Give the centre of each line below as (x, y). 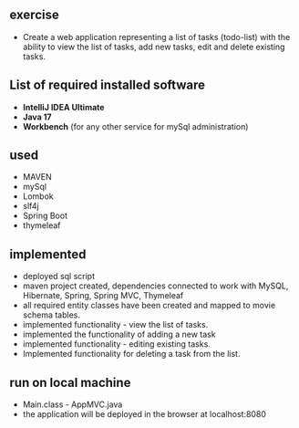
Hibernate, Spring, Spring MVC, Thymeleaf (103, 296)
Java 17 (37, 117)
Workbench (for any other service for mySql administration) (135, 126)
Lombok (38, 196)
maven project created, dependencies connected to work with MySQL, (155, 286)
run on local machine (70, 382)
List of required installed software (107, 85)
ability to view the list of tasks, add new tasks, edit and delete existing (154, 47)
